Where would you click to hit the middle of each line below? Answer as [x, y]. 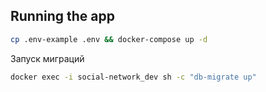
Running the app [62, 16]
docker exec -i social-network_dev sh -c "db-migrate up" [133, 77]
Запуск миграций [47, 58]
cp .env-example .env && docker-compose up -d [109, 39]
